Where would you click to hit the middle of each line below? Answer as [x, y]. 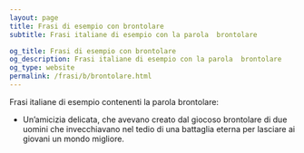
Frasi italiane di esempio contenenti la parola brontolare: [114, 101]
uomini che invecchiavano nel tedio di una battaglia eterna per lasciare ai [159, 129]
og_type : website [42, 68]
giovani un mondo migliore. [74, 139]
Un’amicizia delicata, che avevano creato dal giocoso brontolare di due [155, 120]
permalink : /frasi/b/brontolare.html [81, 76]
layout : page [34, 18]
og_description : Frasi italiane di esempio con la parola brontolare [146, 60]
